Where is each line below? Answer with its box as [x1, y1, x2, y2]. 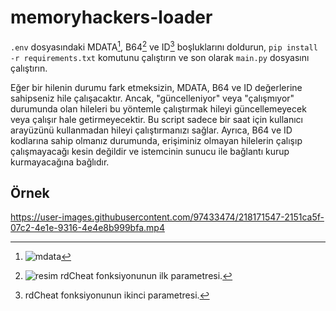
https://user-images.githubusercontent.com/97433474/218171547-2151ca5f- [10, 211, 325, 223]
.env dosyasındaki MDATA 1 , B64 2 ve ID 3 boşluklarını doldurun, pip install [10, 39, 318, 53]
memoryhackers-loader [10, 6, 213, 29]
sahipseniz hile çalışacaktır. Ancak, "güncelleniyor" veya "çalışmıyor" [10, 92, 295, 104]
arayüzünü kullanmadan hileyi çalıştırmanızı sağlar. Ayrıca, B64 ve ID [10, 124, 293, 136]
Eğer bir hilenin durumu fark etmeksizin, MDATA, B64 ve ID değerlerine [10, 81, 303, 93]
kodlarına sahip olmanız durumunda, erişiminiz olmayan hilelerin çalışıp [10, 134, 303, 146]
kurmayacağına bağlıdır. [10, 156, 110, 168]
